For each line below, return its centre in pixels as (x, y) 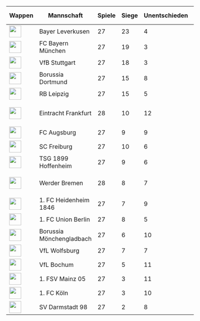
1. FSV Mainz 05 (62, 279)
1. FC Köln (54, 293)
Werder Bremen (61, 183)
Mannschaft (65, 15)
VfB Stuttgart (57, 63)
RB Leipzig (54, 94)
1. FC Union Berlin (65, 219)
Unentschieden (166, 15)
